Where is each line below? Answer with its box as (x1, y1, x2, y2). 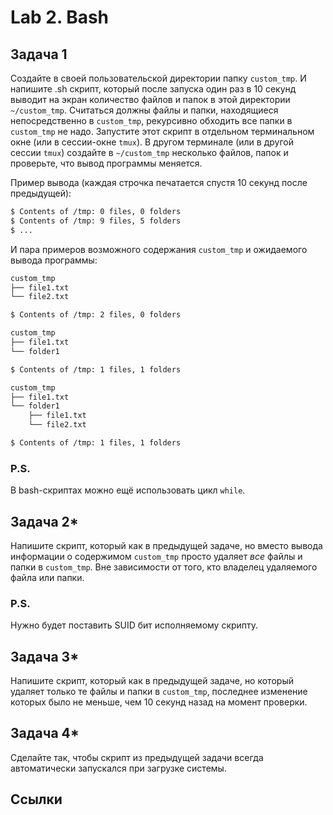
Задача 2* (10, 513, 79, 530)
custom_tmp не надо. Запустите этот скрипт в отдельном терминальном (10, 126, 315, 137)
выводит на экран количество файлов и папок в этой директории (10, 94, 291, 105)
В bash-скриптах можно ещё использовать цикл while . (10, 484, 246, 496)
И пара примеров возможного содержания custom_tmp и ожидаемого (10, 243, 308, 255)
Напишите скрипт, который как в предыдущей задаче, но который (10, 675, 294, 687)
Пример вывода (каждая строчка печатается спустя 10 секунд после (10, 177, 308, 188)
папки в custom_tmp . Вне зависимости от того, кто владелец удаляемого (10, 561, 318, 573)
